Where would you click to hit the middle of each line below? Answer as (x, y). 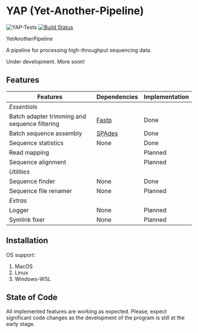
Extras (18, 200)
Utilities (19, 171)
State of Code (32, 297)
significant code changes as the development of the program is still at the (95, 318)
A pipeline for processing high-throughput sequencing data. (79, 50)
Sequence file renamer (41, 191)
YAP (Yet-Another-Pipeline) (75, 11)
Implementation (166, 97)
